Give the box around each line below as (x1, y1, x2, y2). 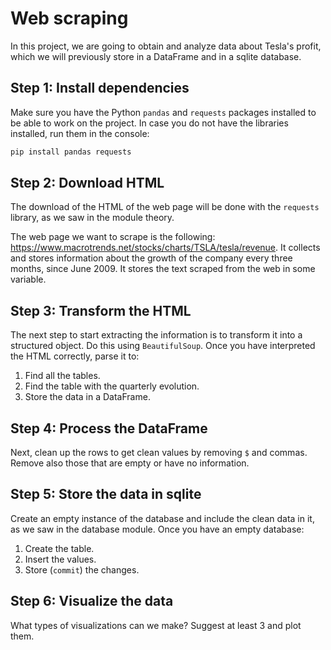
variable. (10, 273, 47, 286)
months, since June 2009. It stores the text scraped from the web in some (10, 263, 316, 275)
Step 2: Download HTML (10, 175, 165, 192)
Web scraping (10, 7, 129, 30)
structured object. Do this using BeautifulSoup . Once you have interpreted (10, 340, 316, 352)
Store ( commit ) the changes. (24, 563, 140, 576)
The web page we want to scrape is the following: (10, 231, 216, 243)
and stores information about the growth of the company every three (10, 252, 293, 264)
